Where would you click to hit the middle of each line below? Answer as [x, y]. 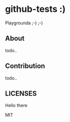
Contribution [25, 66]
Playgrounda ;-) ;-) [24, 23]
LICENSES [21, 93]
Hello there [16, 106]
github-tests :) [35, 9]
